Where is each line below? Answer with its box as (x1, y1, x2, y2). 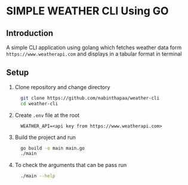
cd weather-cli (20, 101, 58, 107)
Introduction (6, 28, 54, 38)
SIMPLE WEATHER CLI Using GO (6, 4, 169, 18)
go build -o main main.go (20, 145, 85, 151)
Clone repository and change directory (14, 83, 110, 90)
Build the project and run (14, 134, 76, 141)
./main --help (20, 173, 56, 179)
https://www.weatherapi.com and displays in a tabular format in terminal (6, 50, 182, 57)
